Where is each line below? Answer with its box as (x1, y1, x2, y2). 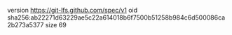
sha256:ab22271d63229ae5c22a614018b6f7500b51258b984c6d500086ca (7, 13, 226, 22)
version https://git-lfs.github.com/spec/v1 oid (7, 6, 138, 14)
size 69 (45, 21, 67, 29)
